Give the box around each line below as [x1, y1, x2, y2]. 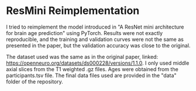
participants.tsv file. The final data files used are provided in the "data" [6, 72, 177, 79]
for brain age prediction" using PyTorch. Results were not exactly [6, 29, 163, 36]
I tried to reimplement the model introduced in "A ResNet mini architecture [6, 23, 184, 30]
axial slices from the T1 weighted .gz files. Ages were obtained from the [6, 65, 178, 72]
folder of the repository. [6, 78, 63, 85]
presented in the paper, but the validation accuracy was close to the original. [6, 42, 191, 49]
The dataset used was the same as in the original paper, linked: [6, 53, 159, 60]
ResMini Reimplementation [6, 4, 140, 17]
